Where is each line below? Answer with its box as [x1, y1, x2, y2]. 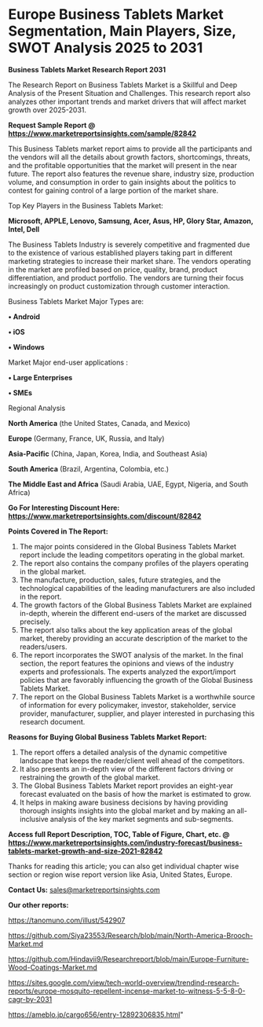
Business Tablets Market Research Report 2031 [8, 64, 166, 74]
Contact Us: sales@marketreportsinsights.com [8, 885, 161, 894]
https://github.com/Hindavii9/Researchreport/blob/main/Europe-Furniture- [8, 954, 250, 963]
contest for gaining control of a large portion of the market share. [8, 185, 219, 195]
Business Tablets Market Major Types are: [8, 296, 144, 306]
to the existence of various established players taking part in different [8, 248, 233, 257]
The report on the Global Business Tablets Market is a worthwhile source [19, 691, 255, 701]
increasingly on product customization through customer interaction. [8, 281, 230, 291]
